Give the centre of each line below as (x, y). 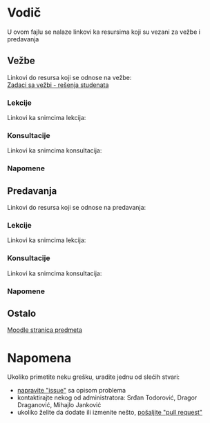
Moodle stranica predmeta (45, 330)
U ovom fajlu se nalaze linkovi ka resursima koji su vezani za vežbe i (104, 32)
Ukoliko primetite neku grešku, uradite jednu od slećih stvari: (94, 377)
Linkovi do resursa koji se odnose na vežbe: (69, 77)
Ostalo (22, 313)
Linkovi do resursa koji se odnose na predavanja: (77, 208)
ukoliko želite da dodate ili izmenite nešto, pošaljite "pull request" (109, 413)
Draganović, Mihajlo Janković (59, 405)
